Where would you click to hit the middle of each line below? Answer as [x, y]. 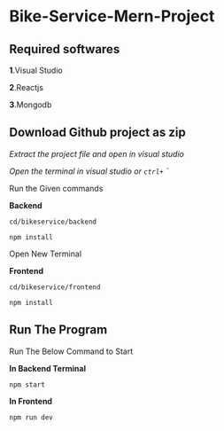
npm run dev [31, 417]
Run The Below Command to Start [71, 351]
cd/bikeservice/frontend [55, 287]
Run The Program [58, 330]
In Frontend [31, 401]
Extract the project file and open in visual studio [97, 153]
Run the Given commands [56, 188]
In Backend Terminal [48, 368]
